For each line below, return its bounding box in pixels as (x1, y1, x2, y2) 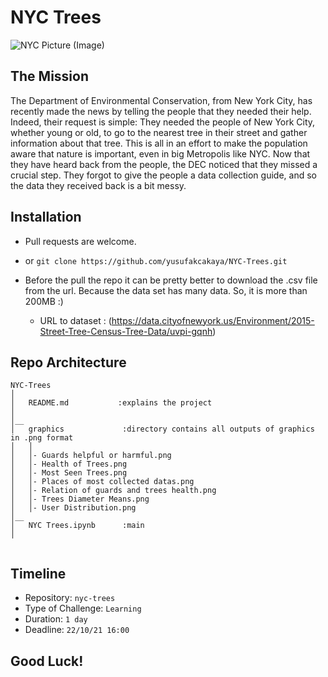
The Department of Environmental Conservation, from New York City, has (10, 94, 313, 106)
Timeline (10, 565, 67, 582)
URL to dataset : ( (39, 314, 112, 326)
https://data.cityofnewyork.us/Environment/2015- (111, 314, 315, 326)
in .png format (10, 433, 74, 443)
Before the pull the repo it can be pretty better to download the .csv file (24, 274, 318, 286)
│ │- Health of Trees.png (10, 459, 128, 470)
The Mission (10, 68, 89, 85)
